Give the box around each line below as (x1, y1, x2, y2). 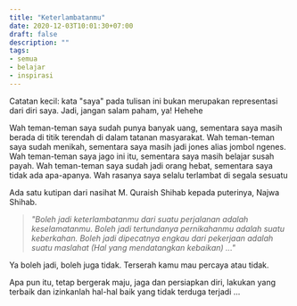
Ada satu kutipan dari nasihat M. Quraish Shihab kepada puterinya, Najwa (9, 186, 280, 197)
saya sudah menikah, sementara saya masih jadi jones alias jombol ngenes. (9, 141, 287, 152)
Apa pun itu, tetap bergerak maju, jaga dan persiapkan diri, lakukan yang (9, 277, 276, 287)
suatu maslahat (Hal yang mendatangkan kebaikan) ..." (30, 242, 236, 252)
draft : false (9, 29, 58, 38)
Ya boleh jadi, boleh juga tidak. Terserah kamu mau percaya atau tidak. (9, 260, 269, 270)
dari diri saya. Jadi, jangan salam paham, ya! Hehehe (9, 104, 203, 116)
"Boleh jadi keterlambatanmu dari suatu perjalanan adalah (30, 213, 249, 224)
